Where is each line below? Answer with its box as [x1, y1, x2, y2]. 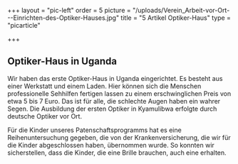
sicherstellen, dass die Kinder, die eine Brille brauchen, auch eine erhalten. [7, 148, 227, 157]
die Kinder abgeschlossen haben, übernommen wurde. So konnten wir [7, 141, 215, 149]
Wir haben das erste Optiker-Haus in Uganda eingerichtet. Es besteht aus [7, 74, 223, 82]
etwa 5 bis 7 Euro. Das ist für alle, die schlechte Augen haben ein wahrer [7, 97, 221, 105]
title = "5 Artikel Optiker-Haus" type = [120, 13, 232, 22]
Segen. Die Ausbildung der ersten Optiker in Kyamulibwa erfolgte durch [7, 104, 217, 113]
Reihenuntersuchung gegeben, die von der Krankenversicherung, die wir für [7, 133, 232, 141]
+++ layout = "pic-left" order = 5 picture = [7, 6, 132, 14]
